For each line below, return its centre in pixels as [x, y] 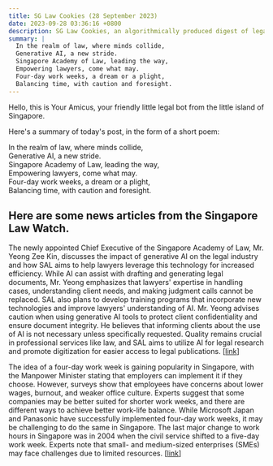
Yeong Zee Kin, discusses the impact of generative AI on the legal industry [133, 257]
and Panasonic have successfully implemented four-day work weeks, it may [136, 419]
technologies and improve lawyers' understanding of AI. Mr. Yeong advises [134, 309]
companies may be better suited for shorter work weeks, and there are [127, 402]
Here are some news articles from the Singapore [133, 216]
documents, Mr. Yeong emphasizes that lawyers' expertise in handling [126, 283]
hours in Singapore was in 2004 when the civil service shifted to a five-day [134, 436]
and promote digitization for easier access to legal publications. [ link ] [124, 352]
